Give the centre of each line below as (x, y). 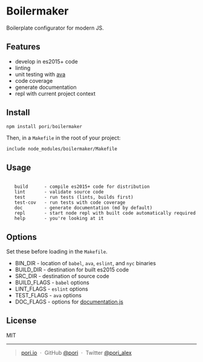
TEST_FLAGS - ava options (48, 296)
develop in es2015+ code (47, 61)
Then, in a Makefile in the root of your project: (63, 138)
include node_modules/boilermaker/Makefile (62, 149)
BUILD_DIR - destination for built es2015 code (72, 270)
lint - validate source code (59, 192)
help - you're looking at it (59, 219)
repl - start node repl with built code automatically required (105, 213)
